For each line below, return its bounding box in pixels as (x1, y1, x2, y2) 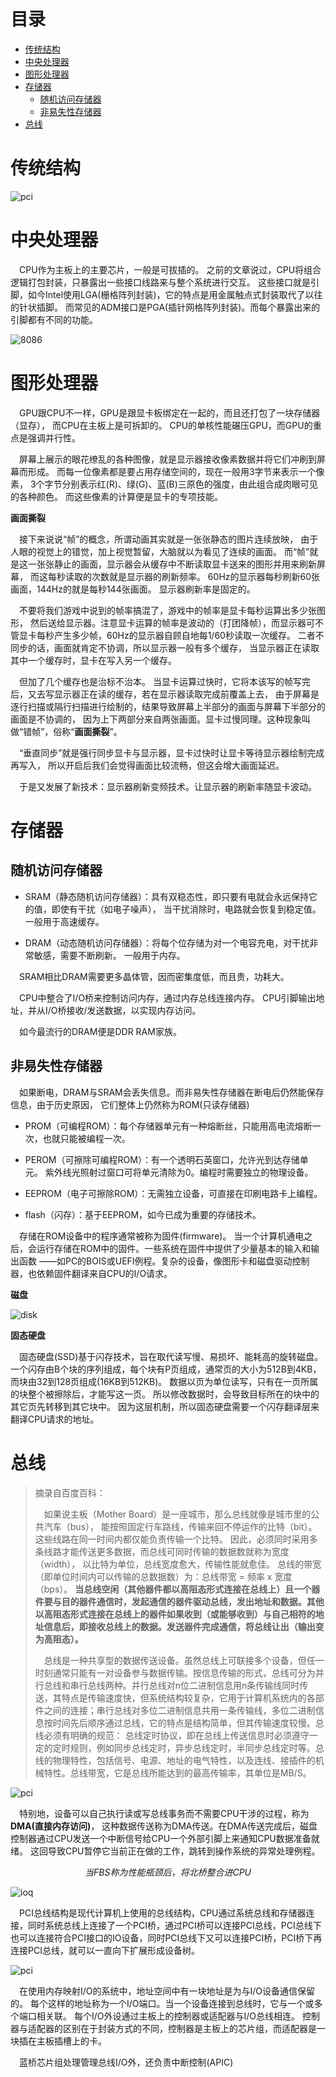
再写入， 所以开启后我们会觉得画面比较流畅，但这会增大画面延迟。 (10, 759, 285, 771)
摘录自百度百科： (34, 1486, 106, 1499)
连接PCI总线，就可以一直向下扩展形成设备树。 (10, 1944, 200, 1956)
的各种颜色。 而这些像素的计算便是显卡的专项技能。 (10, 490, 223, 502)
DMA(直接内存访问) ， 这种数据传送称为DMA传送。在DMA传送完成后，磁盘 (10, 1820, 318, 1832)
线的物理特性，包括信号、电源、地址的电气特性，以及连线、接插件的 (34, 1754, 316, 1766)
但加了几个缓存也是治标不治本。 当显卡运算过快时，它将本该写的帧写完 (19, 675, 311, 687)
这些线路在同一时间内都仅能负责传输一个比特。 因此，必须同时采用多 (34, 1533, 318, 1545)
